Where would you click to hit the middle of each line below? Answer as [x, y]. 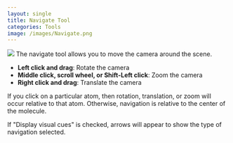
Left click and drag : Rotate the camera [73, 68]
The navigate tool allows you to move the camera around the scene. [114, 54]
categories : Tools [34, 27]
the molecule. [27, 111]
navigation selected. [36, 132]
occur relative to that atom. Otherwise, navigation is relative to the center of [116, 104]
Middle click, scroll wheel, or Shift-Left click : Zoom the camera [110, 75]
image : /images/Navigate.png [50, 33]
